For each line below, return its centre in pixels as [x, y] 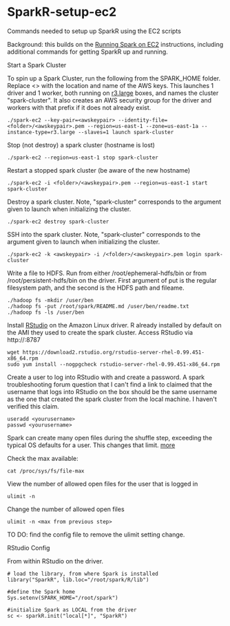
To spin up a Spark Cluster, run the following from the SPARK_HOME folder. [114, 78]
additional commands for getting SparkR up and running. [88, 52]
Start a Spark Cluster [37, 65]
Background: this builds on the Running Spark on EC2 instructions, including [115, 44]
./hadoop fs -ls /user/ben [46, 312]
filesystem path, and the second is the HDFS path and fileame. [96, 288]
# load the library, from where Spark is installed [83, 574]
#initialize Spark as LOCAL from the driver [72, 609]
